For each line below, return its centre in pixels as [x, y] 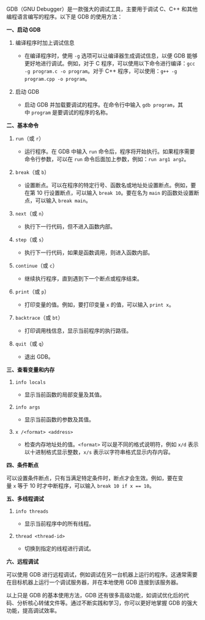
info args [28, 407]
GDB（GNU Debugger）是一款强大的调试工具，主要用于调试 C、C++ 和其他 [102, 9]
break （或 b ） [32, 172]
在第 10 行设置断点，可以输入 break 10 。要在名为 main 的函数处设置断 [112, 193]
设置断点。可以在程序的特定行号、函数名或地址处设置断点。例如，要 [110, 185]
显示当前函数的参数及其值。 [59, 419]
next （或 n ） [31, 214]
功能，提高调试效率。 [33, 611]
